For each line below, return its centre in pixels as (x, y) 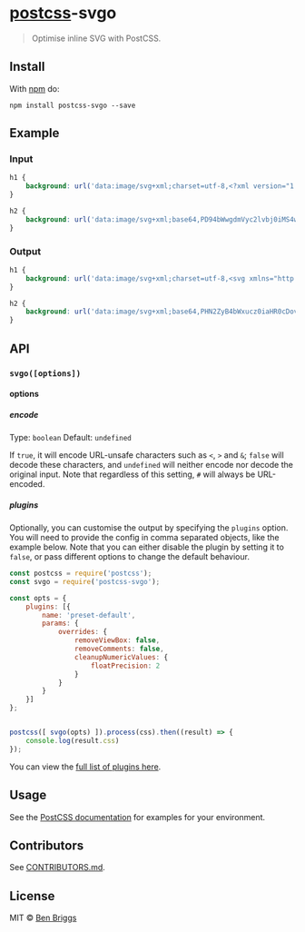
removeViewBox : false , (117, 640)
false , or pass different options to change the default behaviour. (129, 557)
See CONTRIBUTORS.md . (58, 868)
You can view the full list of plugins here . (85, 767)
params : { (60, 624)
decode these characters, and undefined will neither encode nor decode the (151, 465)
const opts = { (38, 598)
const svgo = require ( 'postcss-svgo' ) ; (85, 581)
